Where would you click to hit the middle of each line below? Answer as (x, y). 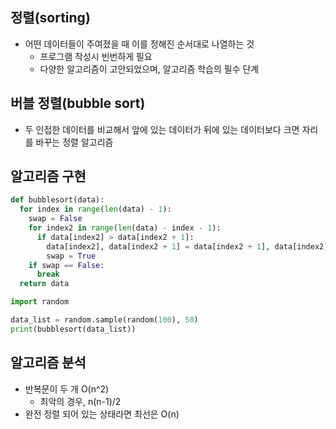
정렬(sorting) (50, 18)
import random (40, 302)
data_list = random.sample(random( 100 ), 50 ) (104, 320)
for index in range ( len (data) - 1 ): (95, 209)
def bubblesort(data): (57, 200)
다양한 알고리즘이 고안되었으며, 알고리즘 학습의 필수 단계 (149, 69)
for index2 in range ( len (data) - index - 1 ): (125, 228)
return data (44, 284)
